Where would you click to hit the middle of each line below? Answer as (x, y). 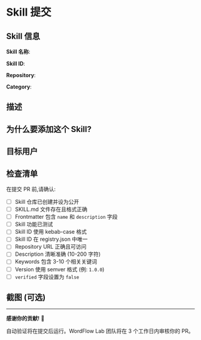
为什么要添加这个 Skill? (49, 129)
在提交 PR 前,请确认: (31, 189)
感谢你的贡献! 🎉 (25, 318)
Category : (19, 87)
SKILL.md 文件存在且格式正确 (51, 209)
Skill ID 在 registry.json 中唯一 (51, 239)
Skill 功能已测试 (34, 224)
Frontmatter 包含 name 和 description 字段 (66, 217)
